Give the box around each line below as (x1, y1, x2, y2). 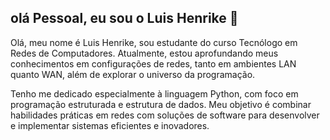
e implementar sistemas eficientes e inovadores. (10, 119, 210, 131)
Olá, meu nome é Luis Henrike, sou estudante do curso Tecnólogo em (10, 36, 298, 48)
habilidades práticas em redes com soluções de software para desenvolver (10, 109, 320, 121)
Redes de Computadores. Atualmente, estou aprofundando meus (10, 47, 279, 59)
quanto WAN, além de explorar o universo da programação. (10, 68, 256, 80)
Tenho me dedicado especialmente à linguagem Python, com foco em (10, 87, 299, 100)
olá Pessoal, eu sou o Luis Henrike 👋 (10, 10, 239, 27)
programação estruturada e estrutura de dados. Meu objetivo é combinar (10, 98, 312, 110)
